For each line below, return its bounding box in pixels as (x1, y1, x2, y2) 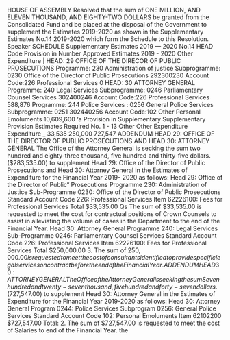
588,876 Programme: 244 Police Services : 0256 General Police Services (7, 101, 214, 108)
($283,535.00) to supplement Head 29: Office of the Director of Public (7, 159, 205, 167)
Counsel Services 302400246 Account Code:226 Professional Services (7, 93, 210, 101)
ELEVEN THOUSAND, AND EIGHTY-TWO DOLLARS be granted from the (7, 13, 210, 21)
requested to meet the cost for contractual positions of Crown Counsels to (7, 210, 217, 218)
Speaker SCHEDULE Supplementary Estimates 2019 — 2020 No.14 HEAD (7, 42, 214, 50)
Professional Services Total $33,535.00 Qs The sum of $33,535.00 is (7, 202, 202, 210)
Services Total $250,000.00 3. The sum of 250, (7, 246, 141, 254)
